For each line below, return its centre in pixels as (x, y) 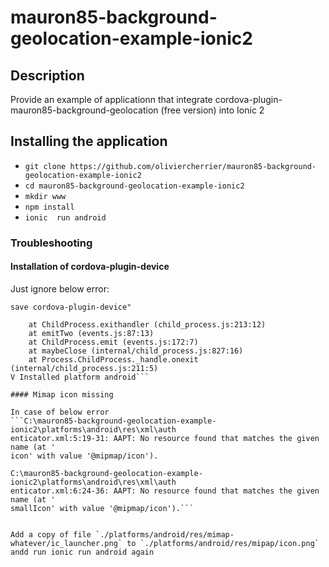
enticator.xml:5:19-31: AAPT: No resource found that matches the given (165, 438)
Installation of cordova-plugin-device (90, 267)
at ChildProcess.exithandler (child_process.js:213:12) (147, 324)
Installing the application (89, 141)
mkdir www (45, 196)
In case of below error (60, 412)
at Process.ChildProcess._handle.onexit (113, 359)
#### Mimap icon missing (62, 394)
